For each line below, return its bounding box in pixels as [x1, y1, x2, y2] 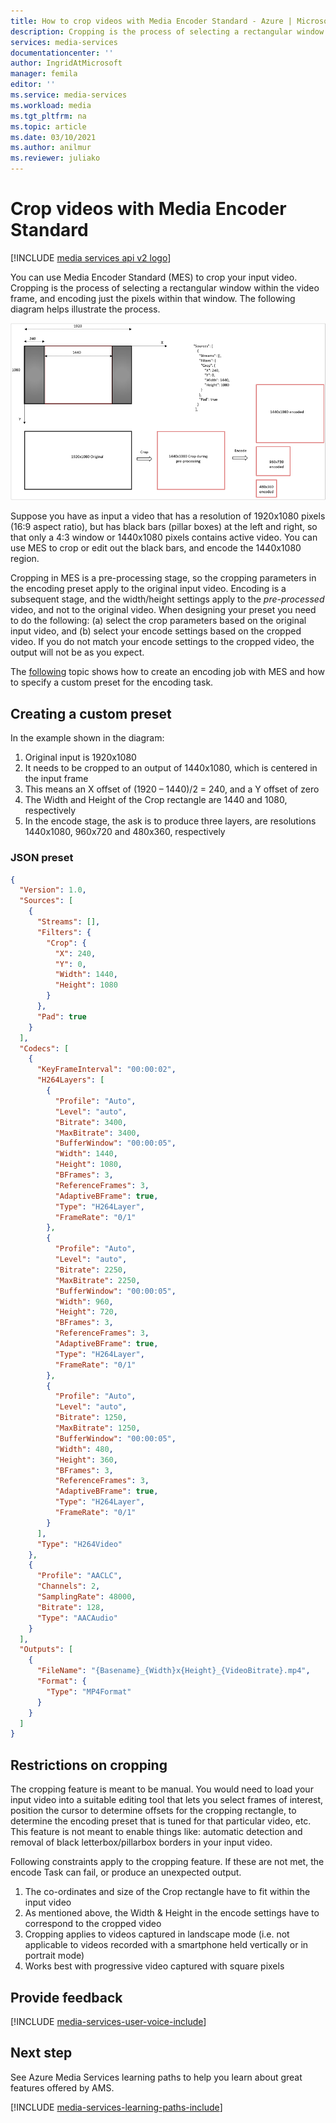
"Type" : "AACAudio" [36, 1613, 118, 1623]
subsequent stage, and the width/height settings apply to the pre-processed [10, 593, 325, 605]
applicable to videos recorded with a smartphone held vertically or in [24, 1939, 309, 1951]
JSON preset [10, 851, 74, 865]
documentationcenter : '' [10, 48, 114, 58]
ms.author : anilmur [10, 143, 92, 153]
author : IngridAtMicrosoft [10, 58, 123, 69]
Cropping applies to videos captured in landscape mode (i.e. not [24, 1928, 290, 1940]
